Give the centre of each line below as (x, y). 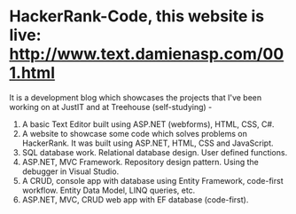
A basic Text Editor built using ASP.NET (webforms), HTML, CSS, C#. (148, 124)
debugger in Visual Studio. (70, 171)
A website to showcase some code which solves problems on (135, 133)
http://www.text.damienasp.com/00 (147, 54)
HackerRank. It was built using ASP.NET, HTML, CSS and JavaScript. (148, 143)
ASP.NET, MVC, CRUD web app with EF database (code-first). (135, 199)
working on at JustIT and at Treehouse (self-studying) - (111, 107)
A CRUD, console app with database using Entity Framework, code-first (152, 180)
